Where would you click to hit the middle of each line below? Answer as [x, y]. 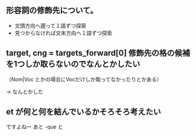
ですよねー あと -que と [35, 127]
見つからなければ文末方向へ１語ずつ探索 [63, 33]
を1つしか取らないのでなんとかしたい [73, 64]
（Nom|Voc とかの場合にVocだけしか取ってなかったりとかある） [84, 79]
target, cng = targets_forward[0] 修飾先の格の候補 [98, 53]
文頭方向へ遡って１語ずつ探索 [50, 26]
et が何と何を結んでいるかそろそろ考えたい [84, 112]
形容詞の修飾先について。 [52, 11]
